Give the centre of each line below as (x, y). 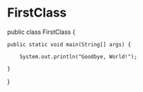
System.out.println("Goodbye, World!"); (78, 57)
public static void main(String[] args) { (69, 44)
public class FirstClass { (41, 32)
